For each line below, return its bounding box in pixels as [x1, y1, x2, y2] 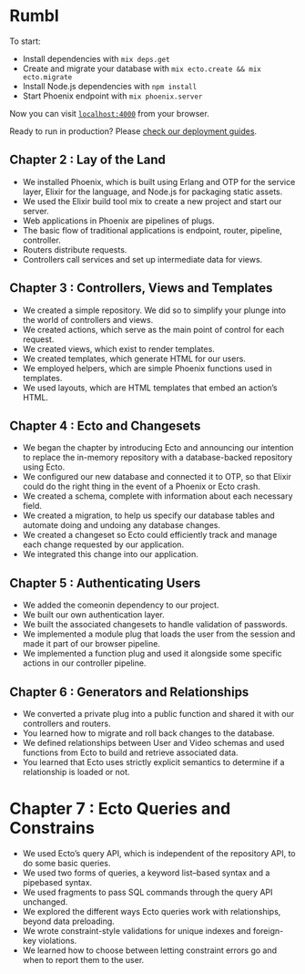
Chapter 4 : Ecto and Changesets [9, 418, 201, 433]
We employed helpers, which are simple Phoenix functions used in [22, 362, 273, 374]
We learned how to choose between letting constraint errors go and [22, 945, 278, 956]
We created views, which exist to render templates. [22, 343, 216, 354]
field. [22, 501, 43, 512]
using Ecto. [22, 461, 66, 472]
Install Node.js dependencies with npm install [22, 80, 198, 91]
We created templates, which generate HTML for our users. [22, 353, 246, 364]
